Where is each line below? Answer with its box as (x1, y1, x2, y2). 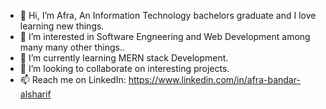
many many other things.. (19, 41, 125, 53)
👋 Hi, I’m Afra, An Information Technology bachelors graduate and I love (19, 10, 317, 21)
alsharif (19, 88, 52, 100)
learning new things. (19, 20, 105, 32)
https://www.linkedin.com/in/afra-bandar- (128, 74, 301, 85)
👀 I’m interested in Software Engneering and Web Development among (19, 31, 311, 42)
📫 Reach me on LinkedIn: (19, 74, 127, 85)
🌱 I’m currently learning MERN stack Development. (19, 52, 229, 64)
